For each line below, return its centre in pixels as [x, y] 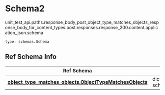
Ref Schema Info [31, 57]
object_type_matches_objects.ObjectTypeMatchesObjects [78, 82]
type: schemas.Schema [27, 42]
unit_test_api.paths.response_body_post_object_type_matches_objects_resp [82, 22]
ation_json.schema [24, 32]
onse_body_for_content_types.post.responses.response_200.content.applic [82, 27]
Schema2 [25, 9]
